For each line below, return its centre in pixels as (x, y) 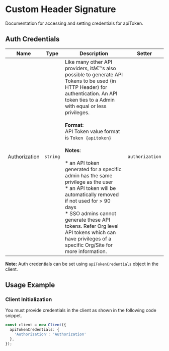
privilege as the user (89, 182)
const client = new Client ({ (36, 325)
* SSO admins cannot (91, 213)
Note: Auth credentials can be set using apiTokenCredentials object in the (82, 264)
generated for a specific (93, 169)
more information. (86, 251)
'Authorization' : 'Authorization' (50, 334)
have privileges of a (88, 238)
